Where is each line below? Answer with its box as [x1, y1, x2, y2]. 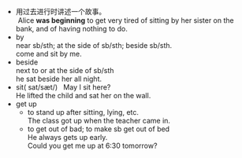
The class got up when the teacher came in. [27, 116, 171, 125]
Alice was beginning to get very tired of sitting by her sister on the [17, 16, 234, 25]
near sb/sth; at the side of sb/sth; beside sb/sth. [15, 41, 173, 50]
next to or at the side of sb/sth [15, 66, 114, 75]
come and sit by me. [15, 50, 83, 58]
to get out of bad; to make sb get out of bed [27, 124, 170, 134]
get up [15, 99, 37, 108]
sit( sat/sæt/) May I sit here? [15, 83, 111, 92]
